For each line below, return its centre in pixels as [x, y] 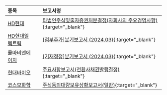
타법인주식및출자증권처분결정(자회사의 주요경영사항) [100, 20]
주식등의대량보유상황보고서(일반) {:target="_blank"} [100, 85]
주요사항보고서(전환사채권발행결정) [81, 69]
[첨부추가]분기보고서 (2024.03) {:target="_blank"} [99, 40]
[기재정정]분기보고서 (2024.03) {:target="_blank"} [99, 56]
